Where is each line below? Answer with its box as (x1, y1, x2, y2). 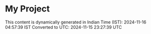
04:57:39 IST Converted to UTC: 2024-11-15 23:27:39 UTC (5, 24, 122, 30)
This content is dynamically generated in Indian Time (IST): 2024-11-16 (5, 19, 147, 25)
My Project (5, 3, 50, 14)
